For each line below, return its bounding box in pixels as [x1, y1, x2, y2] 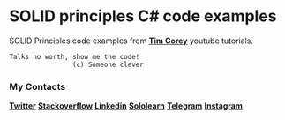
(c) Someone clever [71, 60, 144, 69]
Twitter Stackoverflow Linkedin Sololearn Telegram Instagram [9, 101, 243, 111]
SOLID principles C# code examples [9, 6, 277, 26]
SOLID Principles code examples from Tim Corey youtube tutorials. [9, 35, 254, 46]
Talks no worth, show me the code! [9, 52, 140, 61]
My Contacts [9, 80, 66, 93]
